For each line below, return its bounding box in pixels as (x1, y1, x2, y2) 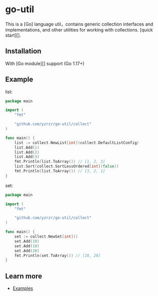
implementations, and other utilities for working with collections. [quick (5, 26, 153, 33)
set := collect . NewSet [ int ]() (14, 234, 78, 240)
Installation (5, 47, 42, 55)
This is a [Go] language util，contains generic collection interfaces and (5, 21, 153, 27)
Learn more (5, 272, 43, 280)
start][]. (5, 32, 21, 38)
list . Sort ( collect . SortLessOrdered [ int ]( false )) (14, 164, 119, 169)
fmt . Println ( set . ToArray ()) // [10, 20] (14, 253, 101, 258)
